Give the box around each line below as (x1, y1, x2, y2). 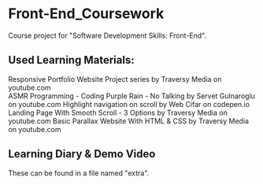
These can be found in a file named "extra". (8, 168, 150, 178)
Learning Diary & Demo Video (8, 147, 156, 161)
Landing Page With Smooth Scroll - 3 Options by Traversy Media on (8, 108, 228, 117)
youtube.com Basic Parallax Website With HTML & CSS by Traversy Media (8, 116, 250, 126)
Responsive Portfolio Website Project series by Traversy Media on (8, 74, 222, 83)
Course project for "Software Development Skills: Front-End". (8, 31, 207, 40)
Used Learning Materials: (8, 53, 135, 67)
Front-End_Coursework (8, 5, 165, 23)
